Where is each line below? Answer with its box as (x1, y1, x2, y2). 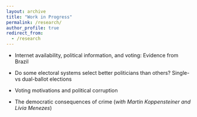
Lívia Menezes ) (14, 105, 52, 111)
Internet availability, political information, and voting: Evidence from (14, 52, 179, 58)
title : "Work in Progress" (6, 14, 73, 20)
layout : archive (6, 8, 46, 15)
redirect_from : (6, 30, 44, 36)
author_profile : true (6, 25, 60, 31)
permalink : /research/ (6, 19, 62, 25)
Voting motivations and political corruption (14, 87, 118, 94)
